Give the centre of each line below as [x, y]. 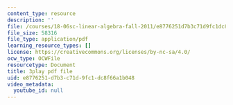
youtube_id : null [38, 90]
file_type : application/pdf [48, 39]
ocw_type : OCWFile [34, 59]
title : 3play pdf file [40, 71]
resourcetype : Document [42, 65]
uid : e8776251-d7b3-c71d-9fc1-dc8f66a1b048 [71, 78]
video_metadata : [31, 84]
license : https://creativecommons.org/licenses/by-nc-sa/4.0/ [99, 52]
